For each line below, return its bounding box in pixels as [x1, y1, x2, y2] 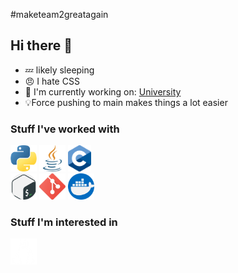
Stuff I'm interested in [10, 215, 118, 229]
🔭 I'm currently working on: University [24, 85, 182, 98]
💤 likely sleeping [24, 64, 95, 76]
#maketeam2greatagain [10, 9, 109, 20]
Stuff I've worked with [10, 122, 120, 136]
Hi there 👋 [10, 37, 73, 54]
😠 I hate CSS [24, 75, 80, 87]
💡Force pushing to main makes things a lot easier [24, 96, 228, 108]
